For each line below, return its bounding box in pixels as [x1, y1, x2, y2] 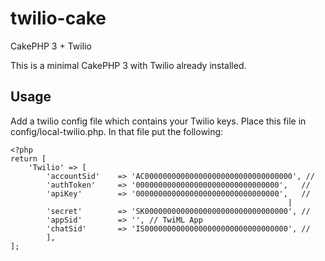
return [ [10, 153, 47, 164]
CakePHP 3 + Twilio [10, 40, 92, 52]
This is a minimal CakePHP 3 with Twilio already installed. [10, 59, 247, 71]
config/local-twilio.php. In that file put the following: [10, 125, 224, 137]
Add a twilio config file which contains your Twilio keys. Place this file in [10, 115, 307, 127]
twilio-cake [10, 7, 107, 30]
